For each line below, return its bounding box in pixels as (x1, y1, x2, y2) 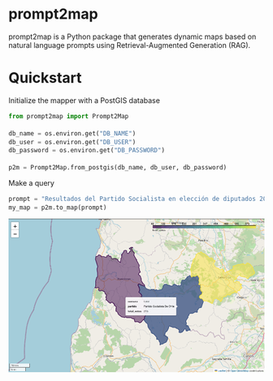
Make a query (8, 178, 55, 187)
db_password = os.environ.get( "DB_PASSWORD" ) (8, 147, 165, 155)
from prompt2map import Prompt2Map (8, 112, 129, 120)
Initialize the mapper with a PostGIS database (8, 95, 161, 105)
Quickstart (8, 69, 83, 88)
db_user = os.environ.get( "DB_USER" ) (8, 138, 136, 146)
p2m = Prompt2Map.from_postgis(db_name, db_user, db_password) (8, 164, 227, 172)
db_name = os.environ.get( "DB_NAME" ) (8, 129, 136, 138)
